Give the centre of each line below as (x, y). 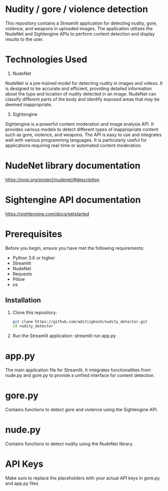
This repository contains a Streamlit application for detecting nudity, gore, (81, 23)
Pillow (19, 279)
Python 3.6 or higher (34, 258)
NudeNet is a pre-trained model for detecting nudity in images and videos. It (84, 83)
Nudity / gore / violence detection (77, 9)
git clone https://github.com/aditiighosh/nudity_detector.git (80, 322)
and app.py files (22, 483)
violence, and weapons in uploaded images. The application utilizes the (79, 28)
